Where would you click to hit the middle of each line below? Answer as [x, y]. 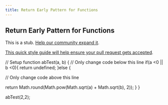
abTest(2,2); [18, 97]
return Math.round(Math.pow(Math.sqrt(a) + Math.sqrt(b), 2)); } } [73, 87]
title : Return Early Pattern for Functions [52, 10]
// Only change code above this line [42, 78]
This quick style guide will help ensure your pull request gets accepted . [79, 52]
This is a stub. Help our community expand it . [52, 43]
